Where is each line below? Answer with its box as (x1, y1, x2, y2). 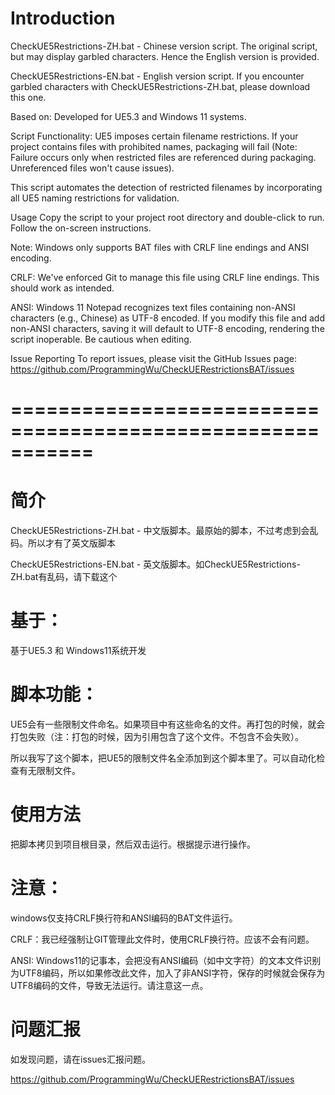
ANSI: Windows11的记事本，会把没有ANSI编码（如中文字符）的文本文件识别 (10, 954, 322, 966)
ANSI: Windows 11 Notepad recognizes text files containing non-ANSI (10, 301, 296, 313)
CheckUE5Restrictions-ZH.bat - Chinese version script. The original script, (10, 40, 318, 52)
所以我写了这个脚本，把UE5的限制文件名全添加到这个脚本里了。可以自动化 (10, 752, 317, 764)
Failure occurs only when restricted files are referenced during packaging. (10, 151, 317, 163)
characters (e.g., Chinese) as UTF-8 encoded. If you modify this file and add (10, 312, 326, 324)
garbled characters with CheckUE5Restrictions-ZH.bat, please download (10, 80, 311, 92)
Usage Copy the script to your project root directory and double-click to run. (10, 211, 325, 223)
